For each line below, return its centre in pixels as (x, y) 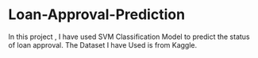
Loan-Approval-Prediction (96, 15)
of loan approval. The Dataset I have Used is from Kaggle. (103, 44)
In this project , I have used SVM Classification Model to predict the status (129, 37)
